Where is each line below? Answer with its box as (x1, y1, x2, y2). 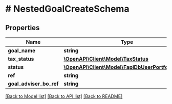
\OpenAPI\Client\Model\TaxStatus (63, 56, 148, 62)
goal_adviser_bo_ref (8, 80, 59, 87)
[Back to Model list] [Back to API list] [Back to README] (5, 93, 123, 99)
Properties (5, 23, 40, 32)
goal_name (8, 47, 36, 54)
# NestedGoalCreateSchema (5, 3, 130, 15)
